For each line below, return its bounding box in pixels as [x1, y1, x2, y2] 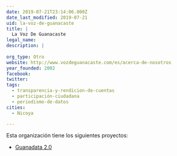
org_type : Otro [6, 54, 45, 60]
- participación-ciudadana [11, 93, 80, 99]
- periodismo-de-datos [11, 99, 69, 105]
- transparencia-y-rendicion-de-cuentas [11, 88, 115, 94]
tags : [6, 82, 20, 88]
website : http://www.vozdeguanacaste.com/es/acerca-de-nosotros [6, 59, 172, 65]
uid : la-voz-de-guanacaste [6, 20, 74, 26]
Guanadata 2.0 [14, 143, 53, 151]
